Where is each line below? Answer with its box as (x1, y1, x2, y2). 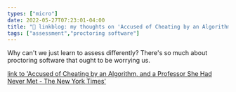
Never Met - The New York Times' (7, 77, 107, 86)
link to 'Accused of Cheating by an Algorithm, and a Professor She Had (7, 70, 212, 78)
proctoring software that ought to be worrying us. (7, 56, 151, 65)
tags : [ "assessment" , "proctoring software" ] (7, 29, 140, 37)
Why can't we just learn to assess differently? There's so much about (7, 49, 208, 57)
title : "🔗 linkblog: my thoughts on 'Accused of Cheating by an (7, 23, 199, 30)
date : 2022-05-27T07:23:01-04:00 (7, 17, 105, 24)
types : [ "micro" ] (7, 10, 58, 17)
